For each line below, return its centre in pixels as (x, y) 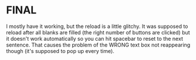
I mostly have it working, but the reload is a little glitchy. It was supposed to (97, 26)
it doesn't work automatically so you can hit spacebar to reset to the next (95, 38)
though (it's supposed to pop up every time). (60, 51)
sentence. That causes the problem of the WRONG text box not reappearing (98, 45)
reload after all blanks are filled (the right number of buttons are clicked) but (98, 32)
